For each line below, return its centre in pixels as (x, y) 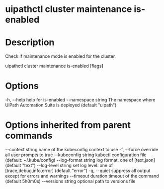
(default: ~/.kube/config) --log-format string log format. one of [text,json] (80, 160)
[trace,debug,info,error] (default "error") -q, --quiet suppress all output (78, 171)
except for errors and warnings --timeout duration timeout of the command (82, 176)
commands (29, 136)
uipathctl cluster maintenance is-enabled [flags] (54, 66)
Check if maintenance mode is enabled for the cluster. (61, 56)
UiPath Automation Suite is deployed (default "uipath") (61, 105)
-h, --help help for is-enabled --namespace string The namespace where (80, 100)
